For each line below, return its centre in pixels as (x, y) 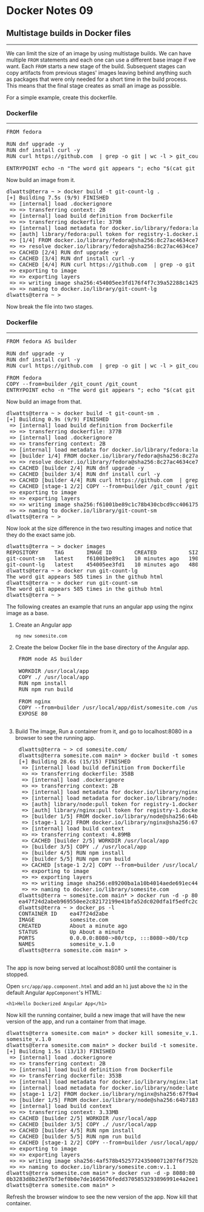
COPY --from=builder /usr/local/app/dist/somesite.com (102, 707)
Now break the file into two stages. (50, 307)
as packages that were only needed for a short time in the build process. (97, 79)
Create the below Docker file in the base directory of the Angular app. (102, 647)
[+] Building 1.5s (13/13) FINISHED (61, 1051)
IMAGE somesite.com (63, 920)
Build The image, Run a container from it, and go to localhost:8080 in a (104, 731)
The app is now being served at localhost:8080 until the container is (92, 967)
